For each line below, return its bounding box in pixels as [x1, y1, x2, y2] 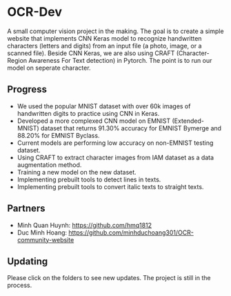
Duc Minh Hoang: [17, 228, 68, 237]
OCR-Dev [7, 4, 62, 20]
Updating [7, 255, 48, 267]
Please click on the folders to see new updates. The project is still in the [7, 274, 211, 282]
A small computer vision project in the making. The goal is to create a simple [7, 27, 224, 35]
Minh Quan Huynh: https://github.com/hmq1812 [17, 221, 152, 229]
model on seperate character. [7, 63, 91, 72]
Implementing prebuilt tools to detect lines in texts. [17, 175, 161, 184]
